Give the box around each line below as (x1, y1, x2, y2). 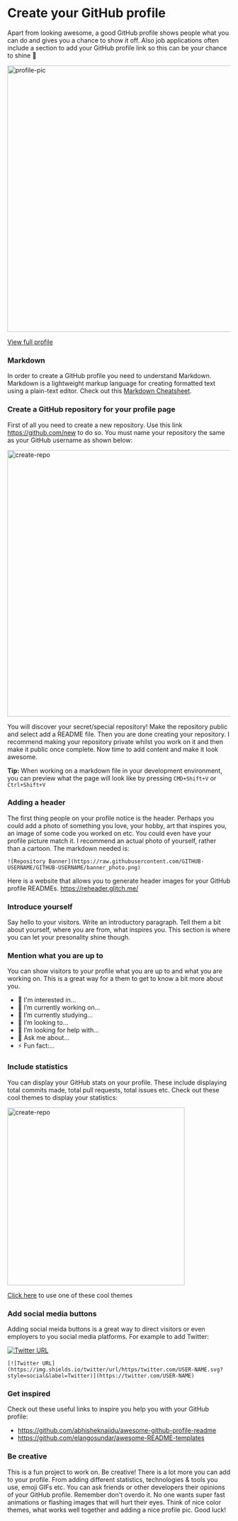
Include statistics (7, 1062, 69, 1072)
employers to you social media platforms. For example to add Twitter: (7, 1333, 209, 1341)
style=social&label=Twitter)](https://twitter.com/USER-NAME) (7, 1372, 195, 1380)
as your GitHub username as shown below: (7, 436, 133, 444)
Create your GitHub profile (7, 5, 166, 21)
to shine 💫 (7, 51, 37, 60)
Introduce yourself (7, 901, 73, 911)
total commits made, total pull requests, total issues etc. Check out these (7, 1085, 220, 1094)
